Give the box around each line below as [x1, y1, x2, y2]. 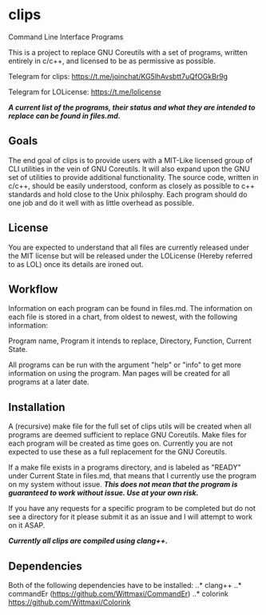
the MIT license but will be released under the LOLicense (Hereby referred [8, 250, 253, 261]
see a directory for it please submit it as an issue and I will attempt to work [8, 512, 253, 521]
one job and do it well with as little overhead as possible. [8, 198, 194, 207]
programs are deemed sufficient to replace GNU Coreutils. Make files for [8, 430, 248, 440]
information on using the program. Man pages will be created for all [8, 369, 230, 378]
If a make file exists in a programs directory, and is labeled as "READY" [8, 462, 241, 473]
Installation [8, 400, 66, 413]
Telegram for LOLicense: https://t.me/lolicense [8, 86, 161, 97]
